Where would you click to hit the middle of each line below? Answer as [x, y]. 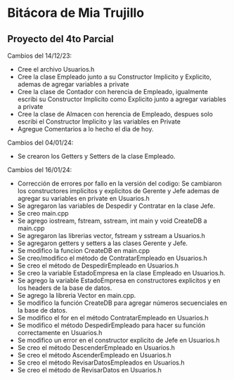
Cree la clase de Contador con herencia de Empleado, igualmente [113, 92]
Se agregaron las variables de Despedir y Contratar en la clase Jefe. [116, 206]
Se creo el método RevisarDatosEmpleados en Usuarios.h [101, 362]
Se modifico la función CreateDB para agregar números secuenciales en [122, 303]
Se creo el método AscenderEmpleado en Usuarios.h [94, 355]
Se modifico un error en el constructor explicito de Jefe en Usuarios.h [118, 340]
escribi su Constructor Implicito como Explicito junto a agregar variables [122, 99]
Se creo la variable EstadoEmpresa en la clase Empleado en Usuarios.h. [122, 273]
